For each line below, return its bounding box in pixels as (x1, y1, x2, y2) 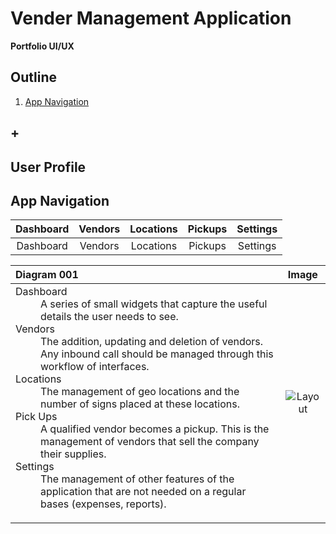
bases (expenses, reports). (40, 497, 167, 511)
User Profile (10, 158, 87, 176)
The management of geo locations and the (40, 385, 240, 399)
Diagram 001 (15, 268, 79, 282)
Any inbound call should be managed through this (40, 347, 274, 361)
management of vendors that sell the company (40, 435, 260, 449)
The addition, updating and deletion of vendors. (40, 335, 264, 349)
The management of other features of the (40, 472, 235, 486)
